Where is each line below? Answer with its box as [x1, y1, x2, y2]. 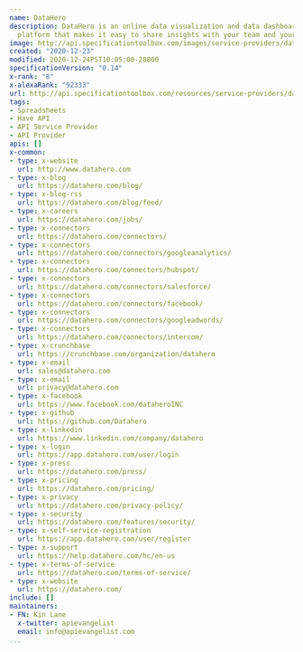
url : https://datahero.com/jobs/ [17, 214, 143, 224]
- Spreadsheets [9, 106, 67, 115]
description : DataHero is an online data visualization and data [9, 22, 260, 31]
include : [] [9, 593, 54, 602]
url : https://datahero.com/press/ [17, 468, 147, 477]
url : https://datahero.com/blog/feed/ [17, 198, 164, 208]
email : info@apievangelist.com [17, 627, 135, 636]
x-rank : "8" [9, 72, 54, 81]
